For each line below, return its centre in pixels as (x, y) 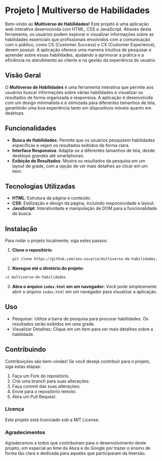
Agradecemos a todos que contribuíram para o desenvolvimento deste (76, 443)
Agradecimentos (25, 432)
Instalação (21, 229)
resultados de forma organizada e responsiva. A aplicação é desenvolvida (79, 97)
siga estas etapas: (23, 366)
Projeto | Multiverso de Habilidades (77, 10)
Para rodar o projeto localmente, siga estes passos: (56, 240)
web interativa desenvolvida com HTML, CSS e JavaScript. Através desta (78, 29)
